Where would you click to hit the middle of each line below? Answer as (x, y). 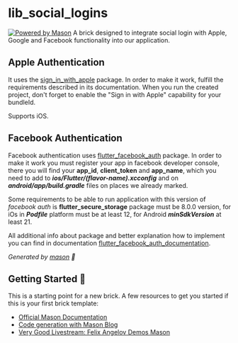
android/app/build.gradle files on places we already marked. (98, 185)
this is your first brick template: (53, 303)
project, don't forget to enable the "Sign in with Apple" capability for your (115, 94)
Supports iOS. (28, 116)
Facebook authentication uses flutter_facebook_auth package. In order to (115, 155)
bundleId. (22, 102)
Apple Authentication (56, 63)
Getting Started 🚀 (47, 279)
